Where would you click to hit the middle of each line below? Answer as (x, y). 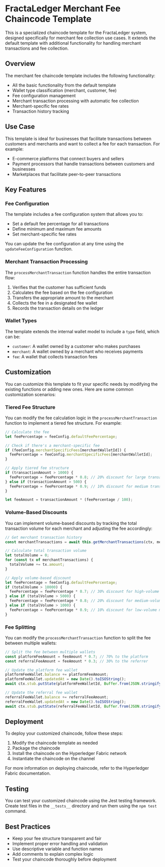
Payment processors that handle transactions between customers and (83, 164)
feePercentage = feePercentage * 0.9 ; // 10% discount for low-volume (83, 610)
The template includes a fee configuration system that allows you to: (74, 214)
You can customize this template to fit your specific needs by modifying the (82, 384)
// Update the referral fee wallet (41, 693)
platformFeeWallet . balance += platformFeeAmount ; (57, 675)
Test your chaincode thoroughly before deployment (64, 859)
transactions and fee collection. (37, 48)
